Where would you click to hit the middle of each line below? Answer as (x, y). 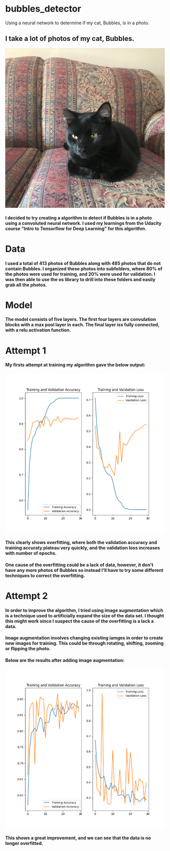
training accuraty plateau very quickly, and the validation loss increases (83, 548)
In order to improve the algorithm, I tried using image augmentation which (84, 610)
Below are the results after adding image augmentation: (65, 660)
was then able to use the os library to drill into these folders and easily (80, 279)
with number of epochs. (31, 553)
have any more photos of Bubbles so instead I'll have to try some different (84, 570)
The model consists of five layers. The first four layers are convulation (81, 320)
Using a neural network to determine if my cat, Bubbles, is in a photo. (77, 23)
